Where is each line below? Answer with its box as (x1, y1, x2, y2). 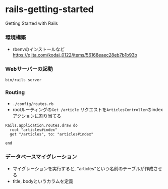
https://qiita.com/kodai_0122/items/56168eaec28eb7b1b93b (12, 52, 138, 58)
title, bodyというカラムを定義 (12, 178, 73, 184)
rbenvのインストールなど (12, 46, 65, 53)
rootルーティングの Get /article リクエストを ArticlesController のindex (12, 106, 163, 112)
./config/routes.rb (12, 101, 54, 107)
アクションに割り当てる (12, 113, 62, 119)
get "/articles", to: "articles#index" (10, 131, 94, 137)
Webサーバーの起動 (5, 66, 53, 73)
